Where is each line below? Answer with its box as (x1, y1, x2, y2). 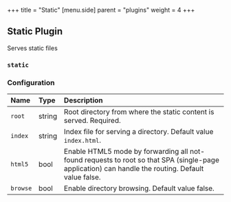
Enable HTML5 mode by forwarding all (64, 147, 188, 157)
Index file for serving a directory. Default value (64, 127, 214, 137)
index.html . (64, 135, 102, 145)
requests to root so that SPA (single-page (85, 155, 220, 165)
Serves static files (7, 44, 58, 52)
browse (10, 185, 32, 192)
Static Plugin (7, 25, 63, 37)
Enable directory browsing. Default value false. (64, 183, 214, 193)
